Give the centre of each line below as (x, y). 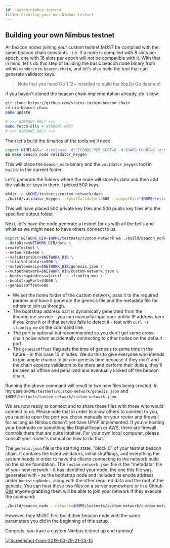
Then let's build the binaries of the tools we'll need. (59, 141)
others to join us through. (39, 306)
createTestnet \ (22, 248)
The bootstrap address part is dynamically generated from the (77, 311)
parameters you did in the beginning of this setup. (57, 521)
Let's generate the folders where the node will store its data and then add (82, 180)
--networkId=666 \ (25, 252)
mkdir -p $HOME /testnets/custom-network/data (54, 194)
